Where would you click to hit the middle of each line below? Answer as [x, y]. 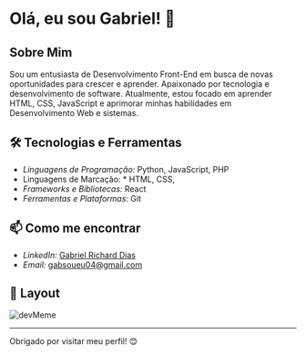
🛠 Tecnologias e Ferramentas [96, 143]
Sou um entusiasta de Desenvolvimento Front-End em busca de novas [141, 74]
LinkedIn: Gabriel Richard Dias [79, 255]
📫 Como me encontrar [75, 229]
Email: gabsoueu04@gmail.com [82, 265]
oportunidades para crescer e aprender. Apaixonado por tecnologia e [140, 84]
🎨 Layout [35, 293]
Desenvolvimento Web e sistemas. [74, 113]
